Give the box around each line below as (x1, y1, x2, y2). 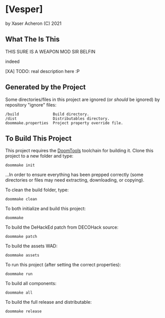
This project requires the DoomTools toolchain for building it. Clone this (5, 148, 153, 154)
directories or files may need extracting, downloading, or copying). (5, 177, 145, 183)
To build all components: (5, 280, 57, 287)
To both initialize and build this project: (5, 205, 86, 211)
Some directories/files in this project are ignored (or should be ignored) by (5, 96, 160, 102)
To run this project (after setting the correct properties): (5, 262, 121, 268)
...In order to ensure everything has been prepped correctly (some (5, 171, 144, 178)
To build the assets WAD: (5, 243, 58, 249)
